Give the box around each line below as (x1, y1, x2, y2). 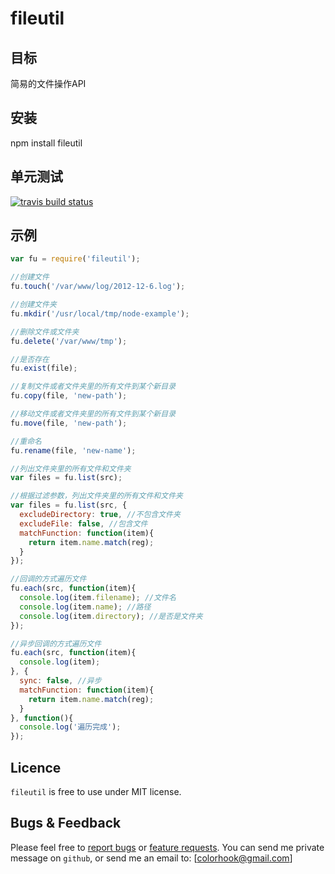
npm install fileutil (10, 137, 83, 149)
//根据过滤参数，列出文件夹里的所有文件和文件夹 (10, 491, 183, 501)
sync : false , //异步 (19, 676, 102, 686)
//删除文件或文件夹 (10, 327, 80, 337)
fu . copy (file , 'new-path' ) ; (10, 391, 128, 401)
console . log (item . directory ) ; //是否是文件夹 (19, 611, 203, 621)
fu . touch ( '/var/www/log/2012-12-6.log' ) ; (10, 282, 186, 292)
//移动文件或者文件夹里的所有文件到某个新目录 (10, 409, 177, 419)
